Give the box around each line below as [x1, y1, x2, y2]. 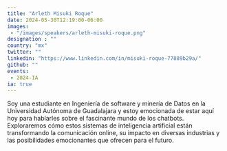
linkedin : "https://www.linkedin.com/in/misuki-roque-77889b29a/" [7, 55, 202, 62]
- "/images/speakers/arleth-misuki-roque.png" [10, 29, 147, 37]
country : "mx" [7, 42, 48, 49]
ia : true [7, 81, 32, 88]
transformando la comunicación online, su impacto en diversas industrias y [7, 129, 220, 137]
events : [7, 68, 30, 74]
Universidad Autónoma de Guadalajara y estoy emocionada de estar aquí [7, 107, 215, 115]
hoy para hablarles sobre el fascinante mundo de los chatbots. [7, 114, 184, 123]
